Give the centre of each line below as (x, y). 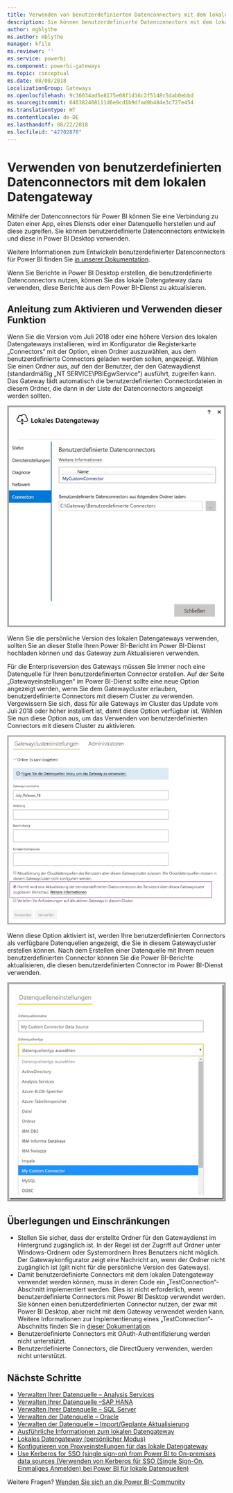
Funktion (27, 320)
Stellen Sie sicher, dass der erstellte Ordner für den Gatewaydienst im (116, 1238)
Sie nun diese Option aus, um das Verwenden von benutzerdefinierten (107, 718)
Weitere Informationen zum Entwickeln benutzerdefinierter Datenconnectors (116, 252)
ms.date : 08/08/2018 (37, 81)
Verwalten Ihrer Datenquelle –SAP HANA (75, 1402)
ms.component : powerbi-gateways (54, 66)
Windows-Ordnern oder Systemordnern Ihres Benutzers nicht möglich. (118, 1252)
